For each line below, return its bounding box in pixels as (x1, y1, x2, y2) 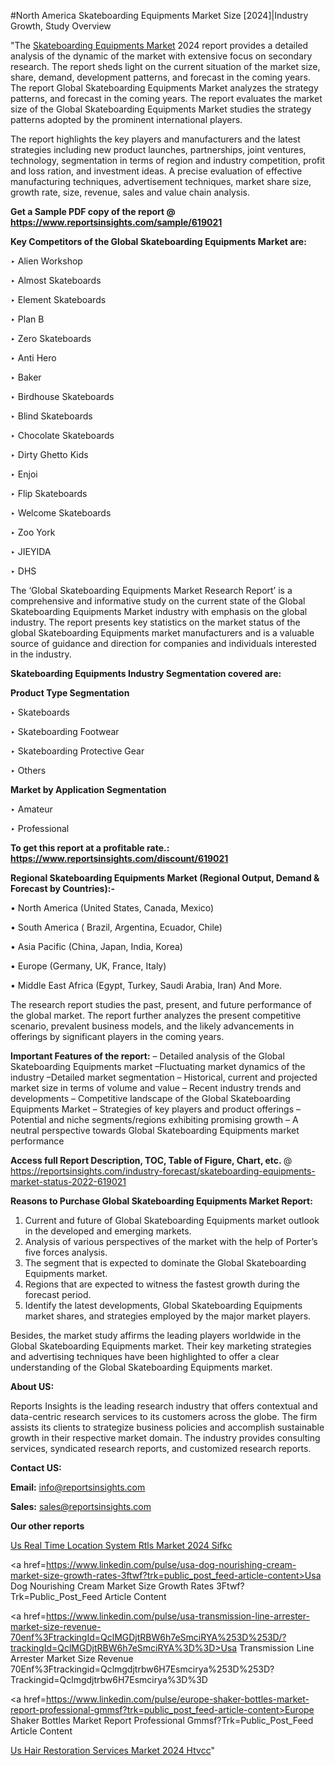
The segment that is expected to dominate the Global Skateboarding (24, 1257, 307, 1269)
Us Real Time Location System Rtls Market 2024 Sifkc (10, 1540, 233, 1551)
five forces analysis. (24, 1246, 108, 1258)
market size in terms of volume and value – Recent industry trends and (10, 1082, 302, 1094)
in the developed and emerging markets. (24, 1225, 192, 1237)
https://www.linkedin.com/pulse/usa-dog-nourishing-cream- (45, 1559, 297, 1570)
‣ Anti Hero (10, 352, 57, 364)
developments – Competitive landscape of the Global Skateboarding (10, 1093, 291, 1104)
